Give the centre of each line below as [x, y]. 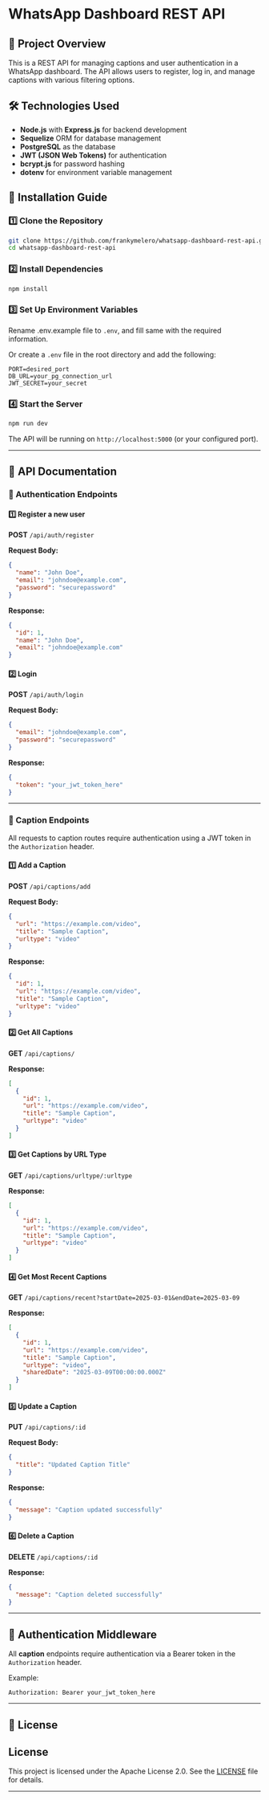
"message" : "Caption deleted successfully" [89, 1594]
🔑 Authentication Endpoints [63, 495]
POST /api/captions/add [49, 886]
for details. [26, 1780]
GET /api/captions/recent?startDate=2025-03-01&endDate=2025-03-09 [124, 1297]
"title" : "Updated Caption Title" [73, 1465]
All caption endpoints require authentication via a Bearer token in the [122, 1654]
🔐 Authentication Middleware [83, 1634]
